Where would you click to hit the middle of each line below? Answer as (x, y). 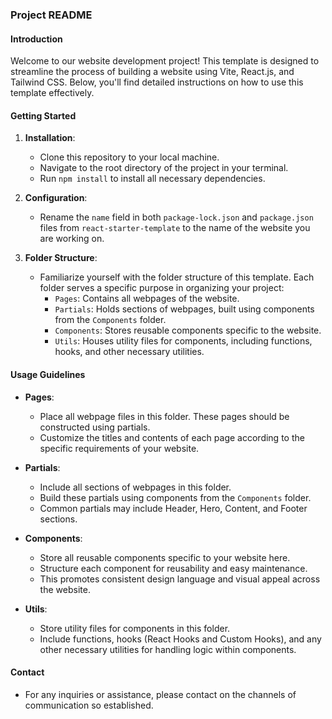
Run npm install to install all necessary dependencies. (152, 179)
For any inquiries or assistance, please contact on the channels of (160, 694)
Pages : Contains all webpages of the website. (147, 299)
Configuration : (56, 198)
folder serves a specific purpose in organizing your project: (162, 288)
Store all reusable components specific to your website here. (165, 557)
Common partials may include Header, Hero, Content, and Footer (173, 508)
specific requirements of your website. (119, 448)
